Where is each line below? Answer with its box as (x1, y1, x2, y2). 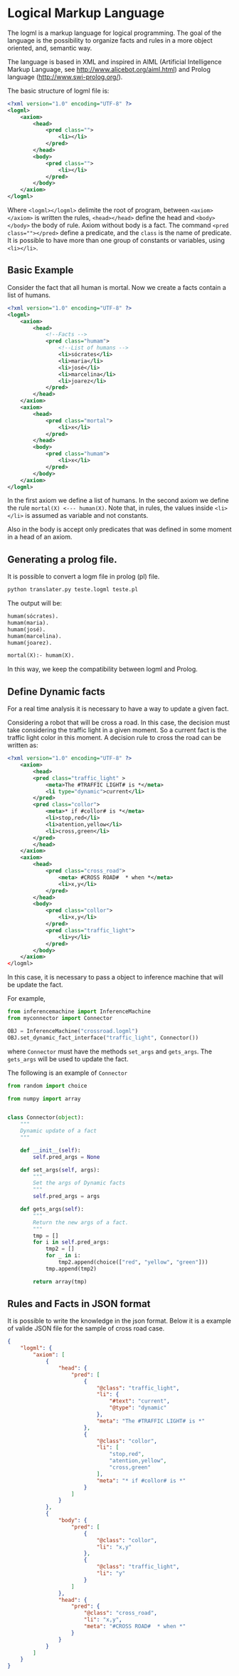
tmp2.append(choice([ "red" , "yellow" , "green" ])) (58, 1259, 208, 1266)
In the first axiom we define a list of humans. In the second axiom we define (7, 496, 229, 505)
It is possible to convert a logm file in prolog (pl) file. (7, 572, 160, 581)
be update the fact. (7, 981, 63, 989)
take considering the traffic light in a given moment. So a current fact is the (7, 726, 227, 734)
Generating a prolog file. (7, 553, 117, 566)
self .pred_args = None (33, 1153, 100, 1160)
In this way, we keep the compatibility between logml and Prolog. (7, 665, 198, 674)
